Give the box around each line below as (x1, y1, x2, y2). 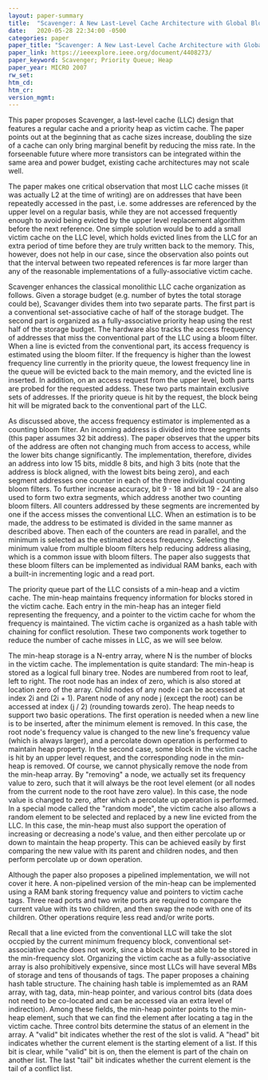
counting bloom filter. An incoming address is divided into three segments (8, 425, 251, 435)
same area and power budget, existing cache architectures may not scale (8, 157, 250, 168)
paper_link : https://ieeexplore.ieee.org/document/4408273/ (8, 49, 213, 57)
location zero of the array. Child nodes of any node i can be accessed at (8, 685, 246, 695)
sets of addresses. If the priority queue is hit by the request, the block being (8, 392, 258, 402)
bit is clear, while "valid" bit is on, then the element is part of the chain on (8, 1047, 249, 1057)
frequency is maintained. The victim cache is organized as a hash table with (8, 618, 258, 628)
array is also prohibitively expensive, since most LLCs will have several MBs (8, 962, 257, 971)
